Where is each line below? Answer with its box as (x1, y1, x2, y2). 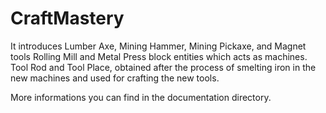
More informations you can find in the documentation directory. (10, 91, 272, 103)
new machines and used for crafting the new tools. (10, 72, 220, 84)
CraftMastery (10, 7, 125, 30)
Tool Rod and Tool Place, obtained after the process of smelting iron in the (10, 61, 317, 73)
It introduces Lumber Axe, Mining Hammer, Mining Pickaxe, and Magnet (10, 40, 307, 52)
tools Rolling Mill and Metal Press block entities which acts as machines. (10, 50, 308, 62)
